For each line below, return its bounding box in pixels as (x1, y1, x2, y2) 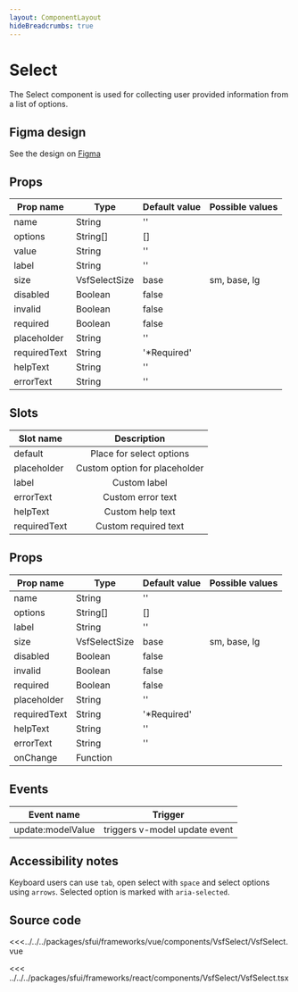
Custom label (112, 476, 168, 488)
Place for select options (90, 447, 190, 460)
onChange (13, 751, 58, 763)
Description (114, 432, 166, 445)
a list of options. (9, 99, 69, 110)
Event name (28, 808, 80, 821)
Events (9, 782, 49, 797)
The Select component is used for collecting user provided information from (9, 89, 289, 100)
